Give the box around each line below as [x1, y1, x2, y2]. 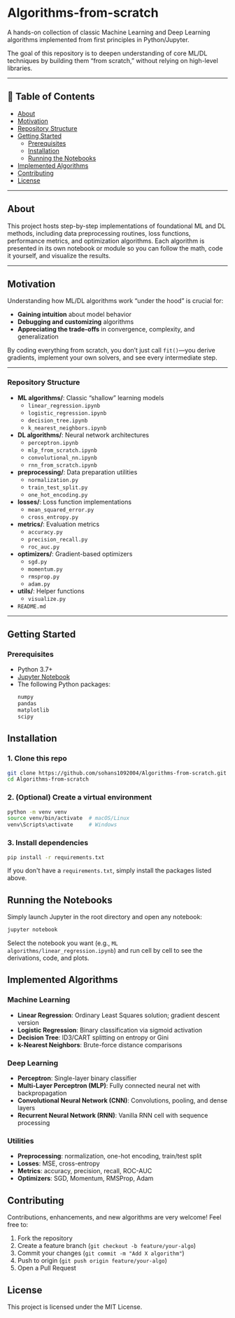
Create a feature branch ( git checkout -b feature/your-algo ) [17, 1242, 197, 1250]
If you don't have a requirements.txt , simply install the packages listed [7, 866, 212, 875]
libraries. [7, 64, 33, 72]
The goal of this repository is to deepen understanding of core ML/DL [7, 49, 208, 57]
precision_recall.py [27, 536, 88, 543]
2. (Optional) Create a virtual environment [7, 793, 152, 802]
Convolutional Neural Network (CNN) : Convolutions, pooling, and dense [17, 1096, 228, 1105]
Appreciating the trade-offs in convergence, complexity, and [17, 325, 195, 334]
